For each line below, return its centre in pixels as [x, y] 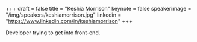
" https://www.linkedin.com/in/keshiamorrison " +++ [69, 21]
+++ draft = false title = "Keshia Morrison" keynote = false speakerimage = [98, 9]
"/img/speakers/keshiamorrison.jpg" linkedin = [64, 15]
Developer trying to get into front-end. [53, 33]
